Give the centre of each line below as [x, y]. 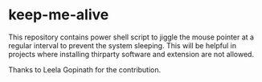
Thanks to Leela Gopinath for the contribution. [85, 69]
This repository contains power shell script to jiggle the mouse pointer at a [131, 37]
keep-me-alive [59, 15]
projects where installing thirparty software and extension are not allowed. [131, 54]
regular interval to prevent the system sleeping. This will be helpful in [123, 45]
